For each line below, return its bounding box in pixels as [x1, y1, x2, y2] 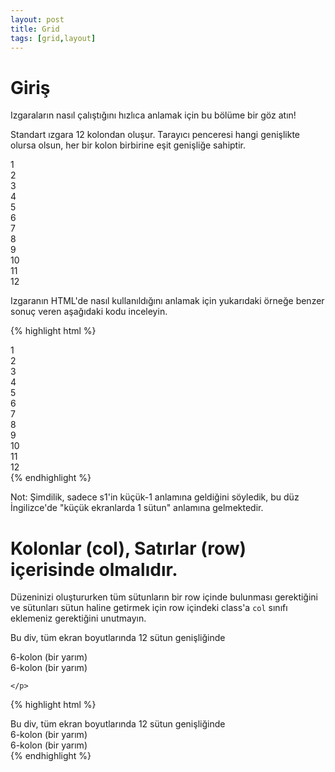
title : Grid [10, 24, 60, 34]
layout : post [10, 14, 65, 25]
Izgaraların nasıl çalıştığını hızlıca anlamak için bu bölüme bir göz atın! [10, 109, 297, 121]
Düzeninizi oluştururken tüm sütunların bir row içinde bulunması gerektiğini [10, 591, 319, 603]
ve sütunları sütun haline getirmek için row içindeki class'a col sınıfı [10, 602, 288, 614]
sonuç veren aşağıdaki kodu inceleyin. [10, 306, 168, 318]
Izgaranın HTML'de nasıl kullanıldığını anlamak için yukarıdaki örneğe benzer [10, 295, 325, 307]
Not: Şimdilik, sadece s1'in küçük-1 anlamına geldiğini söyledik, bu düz [10, 491, 300, 503]
